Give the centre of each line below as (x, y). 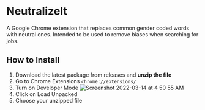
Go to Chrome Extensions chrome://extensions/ (76, 81)
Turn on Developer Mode (47, 88)
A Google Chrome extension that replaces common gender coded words (98, 28)
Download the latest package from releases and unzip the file (93, 75)
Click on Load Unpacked (46, 94)
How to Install (33, 60)
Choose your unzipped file (49, 100)
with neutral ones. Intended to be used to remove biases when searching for (102, 34)
